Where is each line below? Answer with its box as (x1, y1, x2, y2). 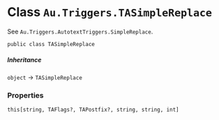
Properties (7, 90, 44, 100)
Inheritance (7, 55, 42, 63)
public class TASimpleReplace (7, 40, 96, 47)
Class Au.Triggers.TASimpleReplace (7, 4, 213, 20)
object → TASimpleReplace (7, 73, 82, 81)
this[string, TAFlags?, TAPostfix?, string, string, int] (7, 106, 179, 114)
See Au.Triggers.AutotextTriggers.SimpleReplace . (7, 27, 153, 36)
